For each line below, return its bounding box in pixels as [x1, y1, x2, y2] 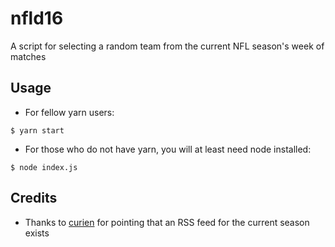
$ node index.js [10, 162, 78, 172]
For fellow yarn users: [24, 106, 115, 118]
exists [24, 227, 50, 239]
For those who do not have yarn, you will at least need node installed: [24, 143, 312, 155]
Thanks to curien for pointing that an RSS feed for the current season [24, 216, 310, 228]
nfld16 [10, 7, 64, 30]
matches [10, 50, 47, 62]
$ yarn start [10, 125, 65, 136]
